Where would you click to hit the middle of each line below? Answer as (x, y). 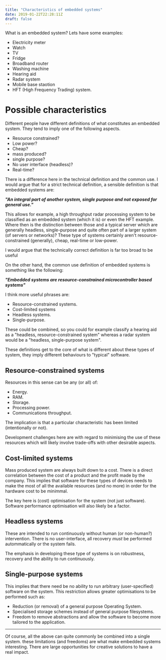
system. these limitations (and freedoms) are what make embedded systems (83, 641)
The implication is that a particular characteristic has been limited (72, 423)
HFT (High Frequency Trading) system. (52, 90)
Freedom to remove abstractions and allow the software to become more (86, 616)
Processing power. (31, 408)
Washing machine (30, 69)
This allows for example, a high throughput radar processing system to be (80, 214)
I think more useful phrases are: (38, 295)
